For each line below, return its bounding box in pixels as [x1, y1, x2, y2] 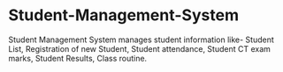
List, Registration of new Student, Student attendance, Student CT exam [8, 43, 272, 54]
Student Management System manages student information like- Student [8, 34, 275, 45]
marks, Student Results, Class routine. [8, 53, 148, 63]
